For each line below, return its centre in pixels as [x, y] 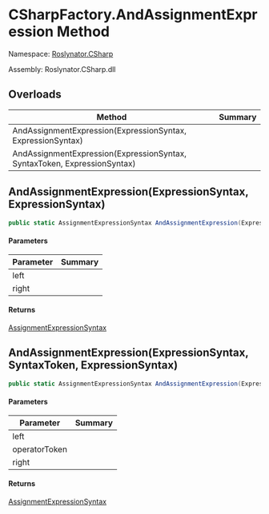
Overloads [35, 95]
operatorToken [40, 449]
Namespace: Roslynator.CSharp [61, 54]
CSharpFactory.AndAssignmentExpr [133, 15]
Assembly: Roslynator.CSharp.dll [62, 69]
